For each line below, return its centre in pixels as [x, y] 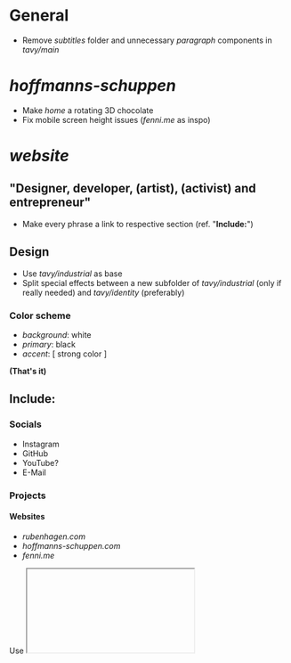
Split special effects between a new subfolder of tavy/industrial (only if [152, 282]
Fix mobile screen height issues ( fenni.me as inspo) [116, 119]
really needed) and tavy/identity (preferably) [103, 292]
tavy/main [40, 49]
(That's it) [28, 371]
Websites [27, 517]
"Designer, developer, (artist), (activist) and [133, 188]
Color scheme [40, 315]
